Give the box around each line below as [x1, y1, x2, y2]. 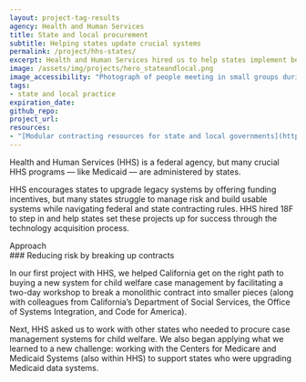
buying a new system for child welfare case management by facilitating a [9, 276, 284, 287]
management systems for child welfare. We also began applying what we [9, 333, 284, 344]
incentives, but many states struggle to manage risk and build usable [9, 193, 268, 205]
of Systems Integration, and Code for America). [9, 306, 188, 317]
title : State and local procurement [9, 30, 148, 39]
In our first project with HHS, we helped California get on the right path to [9, 267, 284, 278]
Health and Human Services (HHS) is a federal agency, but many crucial [9, 156, 280, 167]
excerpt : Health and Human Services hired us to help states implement [9, 55, 287, 65]
